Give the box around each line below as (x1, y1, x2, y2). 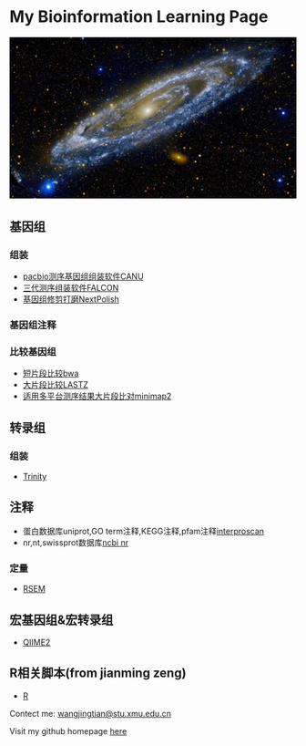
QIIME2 (22, 637, 51, 648)
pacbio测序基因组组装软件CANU (22, 271, 144, 282)
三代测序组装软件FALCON (22, 283, 119, 294)
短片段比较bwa (22, 368, 79, 379)
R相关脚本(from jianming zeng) (9, 666, 187, 681)
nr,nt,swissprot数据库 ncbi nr (22, 536, 129, 548)
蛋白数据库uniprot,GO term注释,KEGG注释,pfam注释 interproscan (22, 525, 265, 536)
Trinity (22, 471, 47, 482)
